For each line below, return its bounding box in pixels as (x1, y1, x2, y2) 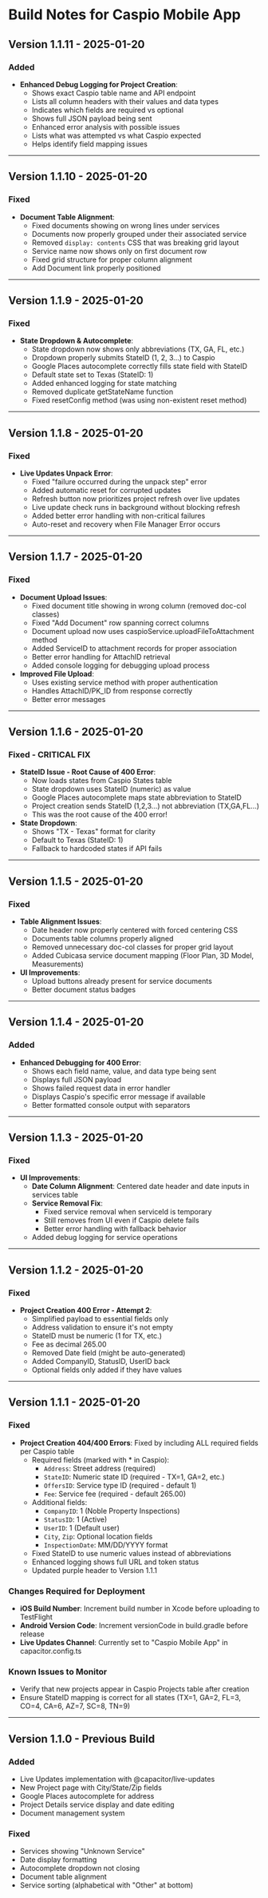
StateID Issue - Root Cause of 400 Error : (19, 767, 156, 777)
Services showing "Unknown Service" (19, 1847, 145, 1856)
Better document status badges (31, 985, 136, 994)
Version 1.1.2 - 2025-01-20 (8, 1263, 144, 1277)
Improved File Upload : (19, 668, 94, 678)
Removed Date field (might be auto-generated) (31, 1348, 186, 1358)
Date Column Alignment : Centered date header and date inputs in (31, 1182, 250, 1191)
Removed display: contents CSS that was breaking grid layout (31, 238, 239, 247)
